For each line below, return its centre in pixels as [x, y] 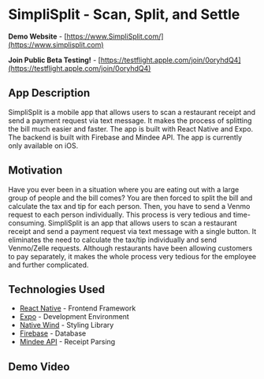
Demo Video [39, 367]
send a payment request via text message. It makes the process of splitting [130, 121]
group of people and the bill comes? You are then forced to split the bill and [130, 198]
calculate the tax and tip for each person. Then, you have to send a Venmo [129, 206]
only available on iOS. [43, 145]
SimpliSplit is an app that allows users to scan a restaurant [143, 223]
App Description [49, 93]
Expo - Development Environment [74, 317]
